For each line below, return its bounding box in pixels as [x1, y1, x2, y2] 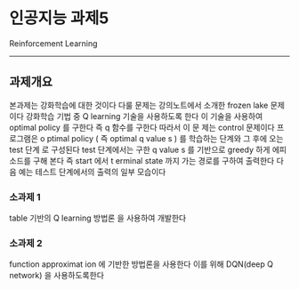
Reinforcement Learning [9, 37, 98, 49]
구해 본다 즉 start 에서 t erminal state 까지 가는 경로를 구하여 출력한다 [32, 155, 275, 165]
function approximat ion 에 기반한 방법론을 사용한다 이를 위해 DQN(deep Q [9, 259, 274, 269]
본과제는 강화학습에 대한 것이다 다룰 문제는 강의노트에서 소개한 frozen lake [9, 100, 269, 110]
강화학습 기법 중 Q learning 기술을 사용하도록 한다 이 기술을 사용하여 [25, 110, 263, 121]
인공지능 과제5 [9, 8, 109, 28]
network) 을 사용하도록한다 [9, 270, 105, 281]
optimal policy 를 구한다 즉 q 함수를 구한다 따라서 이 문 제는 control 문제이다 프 [9, 122, 285, 132]
